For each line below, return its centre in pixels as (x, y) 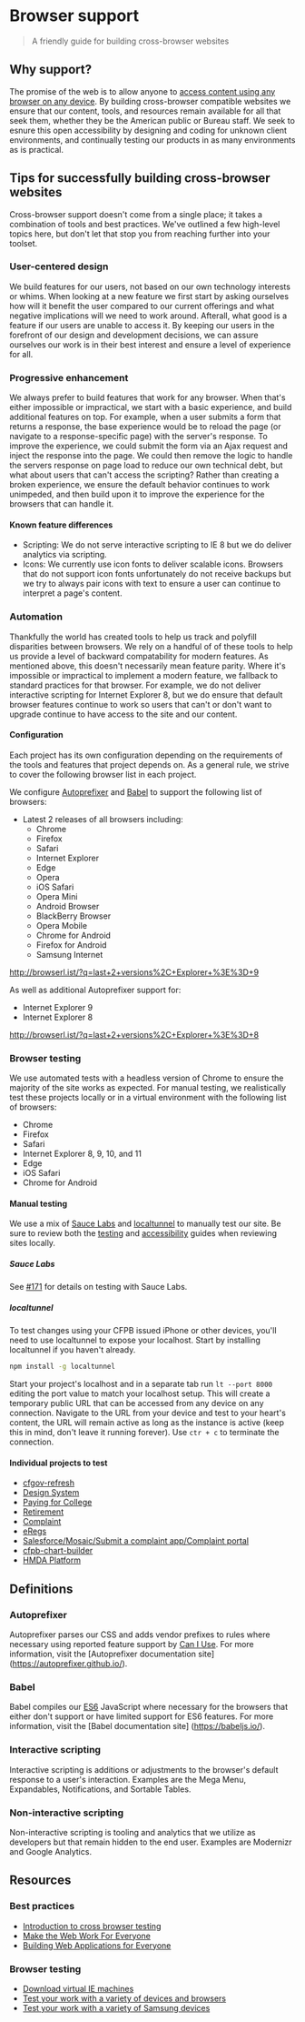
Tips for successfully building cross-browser (140, 178)
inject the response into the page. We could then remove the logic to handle (151, 456)
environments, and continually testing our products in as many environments (152, 140)
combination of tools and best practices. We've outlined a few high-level (145, 224)
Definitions (41, 1589)
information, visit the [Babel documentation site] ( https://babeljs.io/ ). (138, 1726)
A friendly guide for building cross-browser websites (130, 41)
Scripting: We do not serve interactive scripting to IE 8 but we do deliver (157, 545)
